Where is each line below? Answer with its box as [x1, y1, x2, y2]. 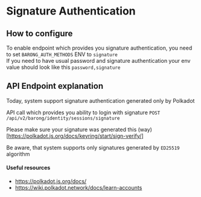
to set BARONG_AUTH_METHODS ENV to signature [6, 51, 118, 58]
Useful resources [6, 164, 51, 172]
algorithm [6, 150, 30, 158]
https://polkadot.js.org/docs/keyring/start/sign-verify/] [8, 132, 144, 140]
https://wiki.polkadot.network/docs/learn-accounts [14, 184, 142, 192]
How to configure [6, 28, 73, 39]
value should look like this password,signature [6, 63, 121, 71]
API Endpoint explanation [6, 81, 104, 91]
